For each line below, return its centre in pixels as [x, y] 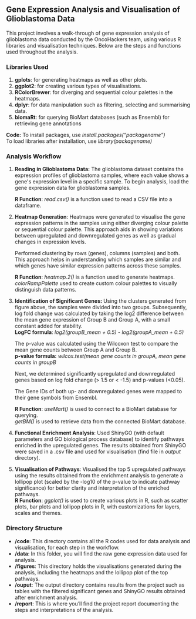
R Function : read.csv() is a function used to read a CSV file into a [93, 199]
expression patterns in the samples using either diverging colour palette [102, 223]
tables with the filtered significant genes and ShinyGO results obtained [100, 591]
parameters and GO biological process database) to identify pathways [99, 439]
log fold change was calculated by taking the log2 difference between [99, 313]
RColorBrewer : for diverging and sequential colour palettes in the [94, 92]
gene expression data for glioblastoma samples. [72, 188]
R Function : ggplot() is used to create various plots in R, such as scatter [101, 501]
